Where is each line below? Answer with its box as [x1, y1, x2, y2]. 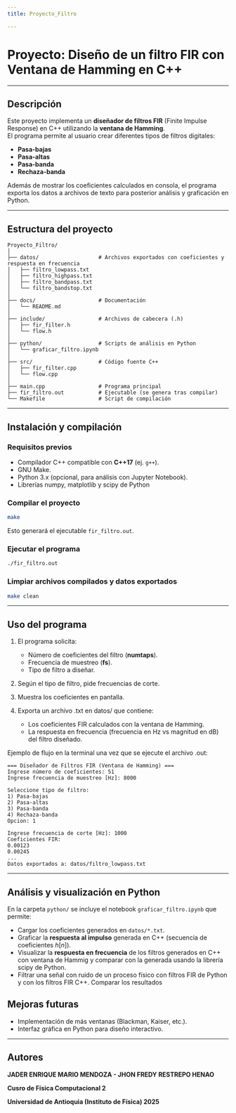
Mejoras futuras [7, 999, 79, 1010]
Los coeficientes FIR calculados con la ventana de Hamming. [27, 720, 205, 729]
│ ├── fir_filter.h [7, 322, 71, 329]
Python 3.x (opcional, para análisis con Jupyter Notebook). [17, 473, 188, 481]
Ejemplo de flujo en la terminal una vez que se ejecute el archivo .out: [7, 749, 209, 757]
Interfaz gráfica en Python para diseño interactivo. [17, 1025, 164, 1033]
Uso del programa [7, 619, 87, 631]
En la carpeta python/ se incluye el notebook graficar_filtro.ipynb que [7, 905, 217, 914]
